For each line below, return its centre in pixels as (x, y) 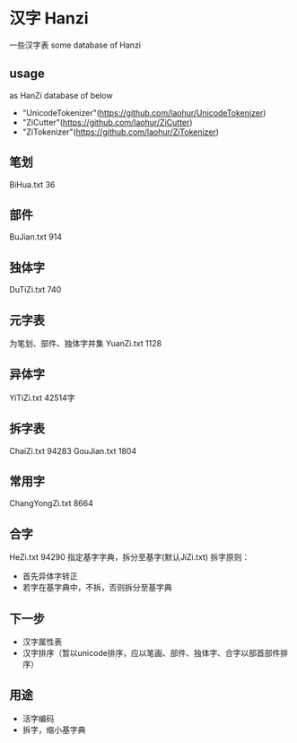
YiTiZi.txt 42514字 (42, 398)
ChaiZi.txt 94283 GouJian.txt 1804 (73, 450)
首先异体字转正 (50, 576)
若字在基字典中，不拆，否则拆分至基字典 (97, 588)
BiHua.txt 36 (32, 184)
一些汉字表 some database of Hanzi (75, 45)
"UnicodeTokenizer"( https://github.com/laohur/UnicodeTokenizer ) (144, 112)
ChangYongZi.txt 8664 (52, 503)
